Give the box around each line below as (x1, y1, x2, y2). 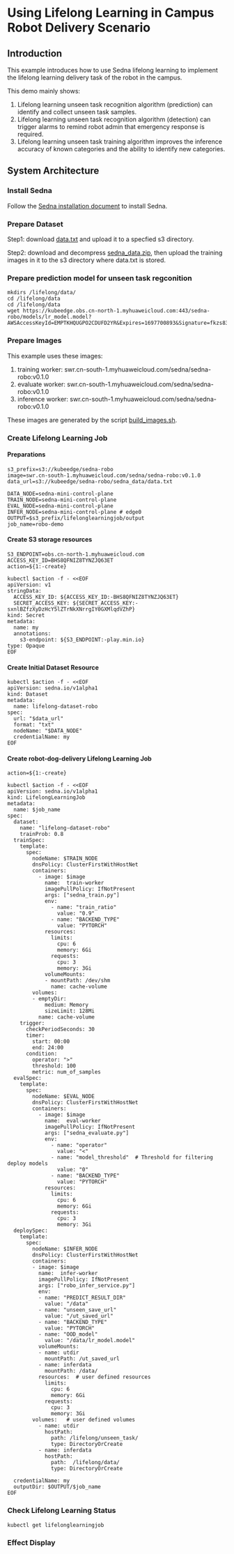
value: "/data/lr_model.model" (44, 1337, 136, 1344)
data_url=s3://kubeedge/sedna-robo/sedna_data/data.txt (7, 478, 173, 485)
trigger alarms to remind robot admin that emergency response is (17, 123, 205, 130)
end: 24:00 (32, 1044, 64, 1051)
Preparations (7, 450, 46, 459)
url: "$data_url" (13, 715, 64, 722)
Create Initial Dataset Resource (7, 663, 100, 671)
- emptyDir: (32, 996, 68, 1003)
